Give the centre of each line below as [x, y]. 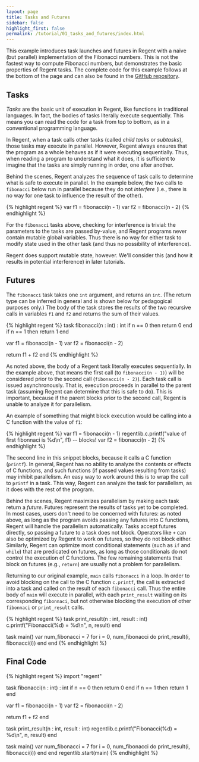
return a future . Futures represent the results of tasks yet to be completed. [97, 507]
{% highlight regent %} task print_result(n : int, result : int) [77, 619]
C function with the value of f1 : [44, 422]
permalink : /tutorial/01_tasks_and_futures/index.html [75, 34]
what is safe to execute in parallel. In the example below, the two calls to [94, 183]
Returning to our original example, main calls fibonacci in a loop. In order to [98, 576]
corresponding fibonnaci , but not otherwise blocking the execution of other [99, 601]
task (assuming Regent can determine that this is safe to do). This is [89, 391]
